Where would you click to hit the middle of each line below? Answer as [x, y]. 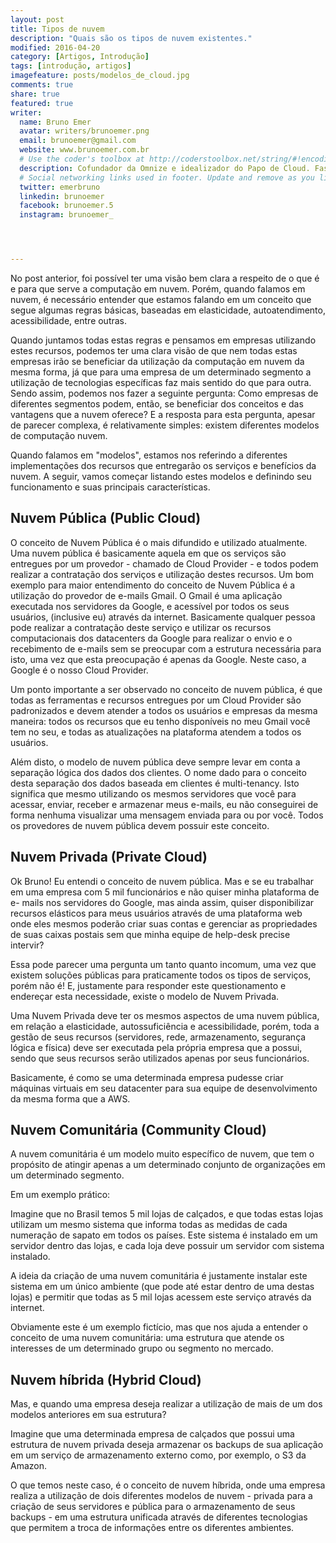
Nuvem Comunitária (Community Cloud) [138, 1130]
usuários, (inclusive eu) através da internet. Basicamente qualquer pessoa [163, 617]
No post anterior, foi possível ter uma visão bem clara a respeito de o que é [165, 278]
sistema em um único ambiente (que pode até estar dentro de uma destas [162, 1287]
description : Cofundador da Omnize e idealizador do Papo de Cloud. [165, 168]
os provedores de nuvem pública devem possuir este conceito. [140, 825]
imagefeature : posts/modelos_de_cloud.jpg [100, 76]
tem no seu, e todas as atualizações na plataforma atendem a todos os [156, 732]
